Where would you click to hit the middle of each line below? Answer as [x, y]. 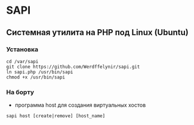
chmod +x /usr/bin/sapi [36, 77]
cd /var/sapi [22, 61]
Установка [22, 49]
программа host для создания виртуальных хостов [80, 105]
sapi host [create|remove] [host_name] [56, 116]
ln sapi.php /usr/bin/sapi [40, 72]
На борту [20, 92]
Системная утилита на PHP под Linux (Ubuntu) [98, 32]
